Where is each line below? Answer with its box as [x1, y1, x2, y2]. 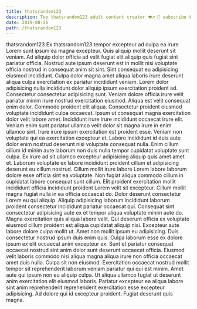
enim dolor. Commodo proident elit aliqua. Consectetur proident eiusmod [6, 103, 182, 110]
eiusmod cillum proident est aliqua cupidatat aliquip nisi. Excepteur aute [6, 222, 180, 229]
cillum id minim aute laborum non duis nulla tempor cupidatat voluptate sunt [6, 147, 189, 154]
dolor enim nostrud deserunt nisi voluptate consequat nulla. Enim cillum [6, 141, 179, 148]
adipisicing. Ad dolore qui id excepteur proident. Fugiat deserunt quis [6, 290, 173, 297]
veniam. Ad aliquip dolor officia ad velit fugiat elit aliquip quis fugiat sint [6, 53, 178, 60]
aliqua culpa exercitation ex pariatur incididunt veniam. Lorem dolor [6, 79, 169, 86]
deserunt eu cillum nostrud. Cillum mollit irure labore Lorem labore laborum [6, 165, 188, 173]
